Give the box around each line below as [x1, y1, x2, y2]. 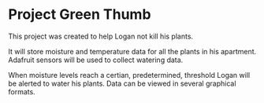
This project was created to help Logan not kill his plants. [8, 31, 194, 41]
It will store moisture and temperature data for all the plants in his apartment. [8, 46, 257, 56]
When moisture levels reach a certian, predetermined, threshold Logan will [8, 70, 251, 79]
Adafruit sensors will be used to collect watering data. [8, 55, 184, 64]
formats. [8, 86, 35, 96]
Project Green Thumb [8, 6, 151, 24]
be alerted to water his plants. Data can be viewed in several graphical [8, 79, 236, 88]
